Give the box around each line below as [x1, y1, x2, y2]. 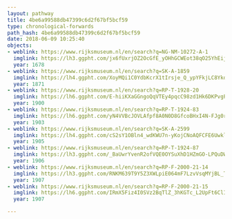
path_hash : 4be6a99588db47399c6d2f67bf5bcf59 [7, 29, 140, 36]
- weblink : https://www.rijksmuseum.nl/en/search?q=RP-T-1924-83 [7, 106, 199, 113]
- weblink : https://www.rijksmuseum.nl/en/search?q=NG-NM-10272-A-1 [7, 49, 209, 56]
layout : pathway [7, 10, 54, 17]
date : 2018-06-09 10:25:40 [7, 36, 85, 43]
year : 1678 [13, 61, 45, 68]
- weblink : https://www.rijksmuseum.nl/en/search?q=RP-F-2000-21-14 [7, 163, 209, 171]
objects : [7, 42, 32, 49]
